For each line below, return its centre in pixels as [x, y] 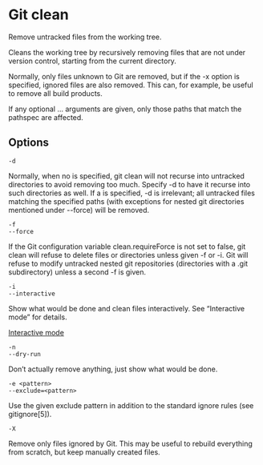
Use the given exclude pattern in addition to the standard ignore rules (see [131, 405]
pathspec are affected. [46, 117]
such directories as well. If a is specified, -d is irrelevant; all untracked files [131, 193]
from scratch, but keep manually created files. [84, 452]
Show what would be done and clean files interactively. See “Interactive [127, 308]
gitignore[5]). [30, 414]
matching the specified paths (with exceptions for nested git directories [126, 201]
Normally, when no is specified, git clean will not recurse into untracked [126, 176]
